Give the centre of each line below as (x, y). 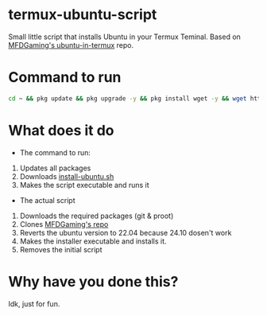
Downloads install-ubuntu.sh (67, 176)
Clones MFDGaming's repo (64, 224)
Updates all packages (55, 168)
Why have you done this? (93, 281)
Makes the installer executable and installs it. (93, 241)
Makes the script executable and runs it (84, 185)
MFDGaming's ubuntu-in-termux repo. (71, 45)
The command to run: (55, 152)
